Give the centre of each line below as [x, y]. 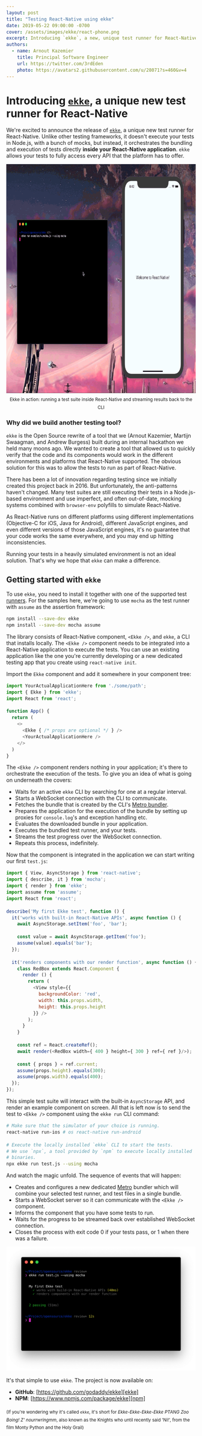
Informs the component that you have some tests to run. [84, 1213]
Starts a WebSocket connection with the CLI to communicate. [91, 798]
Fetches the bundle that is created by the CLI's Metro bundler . [92, 805]
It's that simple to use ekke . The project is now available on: [80, 1380]
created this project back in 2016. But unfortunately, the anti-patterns [92, 486]
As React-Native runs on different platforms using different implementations [100, 517]
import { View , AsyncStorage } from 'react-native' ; [74, 873]
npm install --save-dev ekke [43, 619]
